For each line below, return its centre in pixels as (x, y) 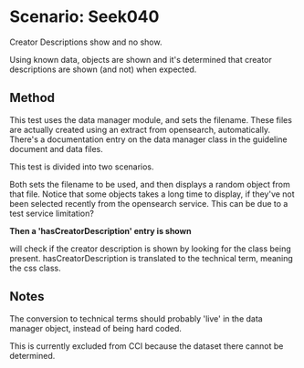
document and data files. (56, 148)
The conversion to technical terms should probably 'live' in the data (136, 318)
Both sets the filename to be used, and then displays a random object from (150, 184)
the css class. (35, 268)
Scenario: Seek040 (84, 17)
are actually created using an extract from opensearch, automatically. (140, 129)
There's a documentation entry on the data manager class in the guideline (148, 139)
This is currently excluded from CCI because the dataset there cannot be (147, 346)
